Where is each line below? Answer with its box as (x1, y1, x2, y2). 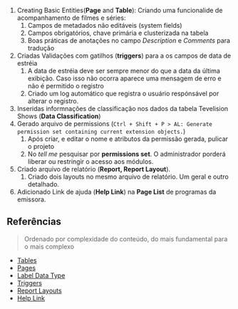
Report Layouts (16, 286, 62, 295)
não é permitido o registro (27, 82, 104, 90)
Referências (6, 216, 62, 228)
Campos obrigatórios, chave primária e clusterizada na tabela (27, 28, 209, 37)
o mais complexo (24, 242, 75, 251)
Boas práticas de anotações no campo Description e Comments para (27, 36, 231, 45)
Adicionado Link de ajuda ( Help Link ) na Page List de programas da (16, 188, 217, 196)
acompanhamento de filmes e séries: (16, 14, 126, 22)
